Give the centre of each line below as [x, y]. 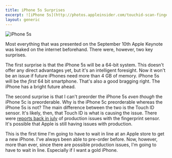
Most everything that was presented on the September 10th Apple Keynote [84, 44]
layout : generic [23, 19]
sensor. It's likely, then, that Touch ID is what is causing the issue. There [81, 113]
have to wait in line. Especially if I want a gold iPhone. [62, 150]
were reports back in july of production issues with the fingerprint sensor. [83, 118]
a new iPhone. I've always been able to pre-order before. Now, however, [81, 140]
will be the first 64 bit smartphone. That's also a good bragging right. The [83, 81]
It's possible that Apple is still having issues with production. [69, 124]
